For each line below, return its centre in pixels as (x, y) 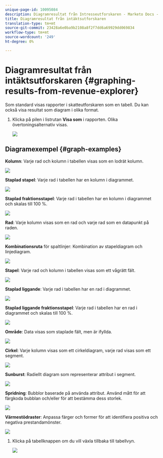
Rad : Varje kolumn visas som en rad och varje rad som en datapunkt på (77, 222)
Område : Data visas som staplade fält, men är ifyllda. (59, 331)
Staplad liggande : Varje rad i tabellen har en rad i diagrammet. (68, 289)
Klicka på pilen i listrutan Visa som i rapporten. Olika (65, 119)
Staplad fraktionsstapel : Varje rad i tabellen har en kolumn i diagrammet (78, 198)
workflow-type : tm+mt (27, 32)
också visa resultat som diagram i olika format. (52, 110)
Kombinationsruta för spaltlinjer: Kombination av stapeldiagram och (74, 246)
